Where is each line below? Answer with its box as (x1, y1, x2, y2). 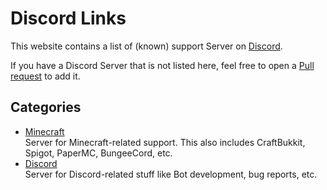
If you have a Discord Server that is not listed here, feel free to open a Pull (10, 59, 315, 71)
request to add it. (10, 70, 81, 82)
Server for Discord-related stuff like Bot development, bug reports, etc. (24, 168, 318, 180)
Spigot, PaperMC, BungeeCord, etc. (24, 147, 173, 159)
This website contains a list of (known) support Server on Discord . (10, 40, 283, 52)
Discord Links (10, 7, 127, 30)
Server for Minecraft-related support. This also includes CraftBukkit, (24, 136, 306, 148)
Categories (10, 99, 82, 116)
